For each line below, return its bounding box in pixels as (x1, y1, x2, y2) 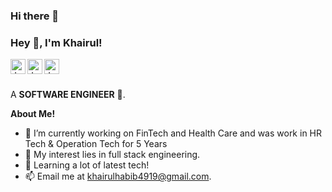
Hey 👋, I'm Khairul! (10, 35, 103, 49)
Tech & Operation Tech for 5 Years (24, 138, 168, 150)
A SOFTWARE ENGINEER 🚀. (10, 89, 126, 101)
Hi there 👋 (10, 9, 60, 23)
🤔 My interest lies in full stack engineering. (24, 149, 201, 161)
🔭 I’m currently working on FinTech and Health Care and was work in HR (24, 127, 323, 139)
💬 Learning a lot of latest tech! (24, 159, 150, 171)
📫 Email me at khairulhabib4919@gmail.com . (24, 170, 212, 183)
